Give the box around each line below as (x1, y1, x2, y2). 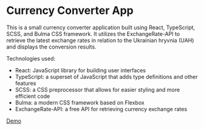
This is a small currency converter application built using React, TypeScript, (6, 24, 195, 31)
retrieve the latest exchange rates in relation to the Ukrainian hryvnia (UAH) (6, 36, 194, 44)
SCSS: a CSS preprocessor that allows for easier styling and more (15, 86, 180, 93)
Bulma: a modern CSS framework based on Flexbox (15, 98, 144, 106)
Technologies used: (6, 55, 56, 62)
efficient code (15, 92, 50, 100)
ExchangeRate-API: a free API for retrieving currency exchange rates (15, 105, 188, 112)
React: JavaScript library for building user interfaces (15, 66, 146, 74)
